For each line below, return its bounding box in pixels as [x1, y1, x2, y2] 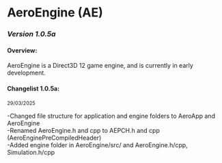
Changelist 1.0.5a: [7, 84, 60, 92]
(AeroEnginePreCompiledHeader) [7, 134, 102, 142]
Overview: [7, 46, 38, 54]
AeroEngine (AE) [7, 5, 104, 21]
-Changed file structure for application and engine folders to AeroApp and [7, 112, 215, 120]
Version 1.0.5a [7, 29, 56, 39]
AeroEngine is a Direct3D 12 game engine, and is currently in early [7, 62, 193, 70]
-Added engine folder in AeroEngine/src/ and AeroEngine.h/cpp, [7, 140, 188, 149]
